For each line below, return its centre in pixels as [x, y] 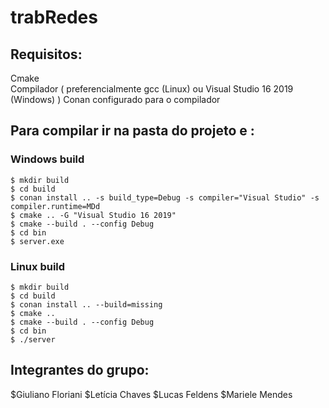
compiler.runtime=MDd [55, 206]
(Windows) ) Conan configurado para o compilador [115, 99]
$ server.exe [37, 241]
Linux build [38, 266]
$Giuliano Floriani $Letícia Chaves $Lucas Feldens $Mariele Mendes [151, 394]
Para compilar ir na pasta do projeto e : [132, 131]
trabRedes [54, 17]
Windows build [47, 159]
